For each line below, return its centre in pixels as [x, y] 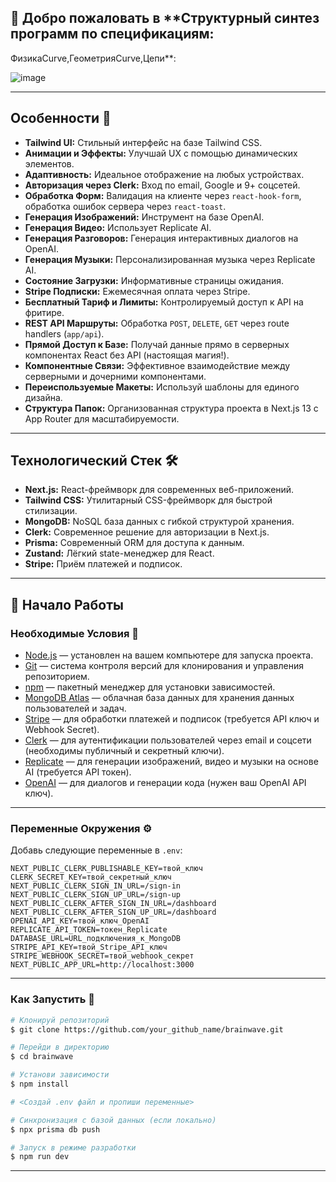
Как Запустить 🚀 [53, 999]
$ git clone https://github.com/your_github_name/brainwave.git [147, 1029]
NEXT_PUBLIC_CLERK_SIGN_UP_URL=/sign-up [96, 895]
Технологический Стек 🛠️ [94, 461]
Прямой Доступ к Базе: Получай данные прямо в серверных [157, 344]
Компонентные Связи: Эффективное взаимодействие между [157, 365]
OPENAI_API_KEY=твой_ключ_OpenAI [80, 921]
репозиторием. [57, 677]
